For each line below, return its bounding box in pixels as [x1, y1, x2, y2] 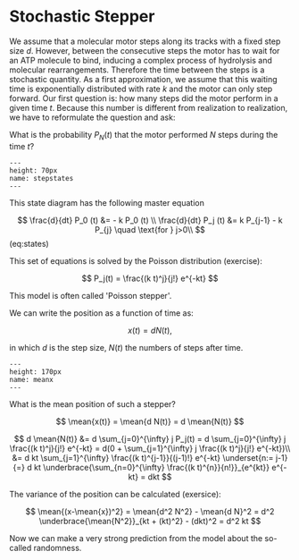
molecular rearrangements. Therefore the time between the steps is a [9, 64, 265, 75]
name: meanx [9, 375, 54, 384]
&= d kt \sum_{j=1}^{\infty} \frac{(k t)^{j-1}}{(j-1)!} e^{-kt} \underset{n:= [12, 452, 274, 462]
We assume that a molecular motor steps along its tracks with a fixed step [9, 36, 281, 47]
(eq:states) [9, 238, 49, 249]
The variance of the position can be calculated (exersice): [9, 488, 221, 499]
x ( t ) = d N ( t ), [128, 325, 172, 335]
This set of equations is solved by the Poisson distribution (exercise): [9, 255, 263, 266]
